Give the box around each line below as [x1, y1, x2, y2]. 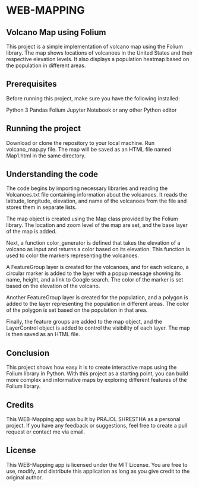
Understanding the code [6, 169, 99, 179]
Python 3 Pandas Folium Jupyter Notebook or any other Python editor [6, 106, 177, 113]
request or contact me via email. [6, 428, 85, 435]
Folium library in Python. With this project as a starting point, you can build [6, 370, 188, 377]
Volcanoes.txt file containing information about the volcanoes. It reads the [6, 191, 187, 198]
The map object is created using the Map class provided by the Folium [6, 215, 178, 223]
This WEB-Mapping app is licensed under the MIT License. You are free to [6, 461, 188, 468]
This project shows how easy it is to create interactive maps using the [6, 363, 177, 371]
